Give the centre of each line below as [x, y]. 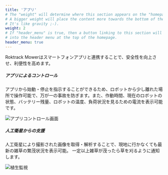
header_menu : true [24, 42]
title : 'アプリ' [21, 10]
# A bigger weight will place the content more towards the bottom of [80, 19]
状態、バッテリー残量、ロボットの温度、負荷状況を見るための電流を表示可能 [84, 101]
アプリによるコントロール [31, 76]
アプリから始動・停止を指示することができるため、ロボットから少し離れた [82, 89]
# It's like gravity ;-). [32, 24]
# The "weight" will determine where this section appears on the [76, 14]
